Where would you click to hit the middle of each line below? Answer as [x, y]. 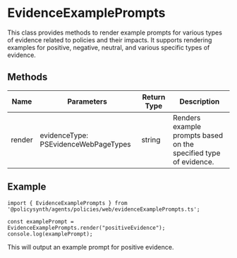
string [151, 140]
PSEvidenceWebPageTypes [85, 144]
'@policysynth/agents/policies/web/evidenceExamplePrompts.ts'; [104, 209]
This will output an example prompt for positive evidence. [91, 247]
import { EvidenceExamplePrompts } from [68, 203]
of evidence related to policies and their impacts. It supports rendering [110, 39]
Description [200, 102]
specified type [196, 153]
